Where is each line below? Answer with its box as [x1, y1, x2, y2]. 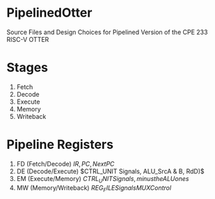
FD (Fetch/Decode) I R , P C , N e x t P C [16, 159, 115, 168]
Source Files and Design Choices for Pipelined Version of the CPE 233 [6, 28, 208, 36]
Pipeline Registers [6, 137, 114, 152]
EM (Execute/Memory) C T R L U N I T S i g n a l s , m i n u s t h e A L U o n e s [16, 174, 189, 184]
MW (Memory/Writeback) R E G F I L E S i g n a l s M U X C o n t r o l [16, 183, 172, 193]
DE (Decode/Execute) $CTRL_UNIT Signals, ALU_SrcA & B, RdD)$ [16, 167, 205, 175]
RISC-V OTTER [6, 35, 49, 43]
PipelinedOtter [6, 5, 93, 21]
